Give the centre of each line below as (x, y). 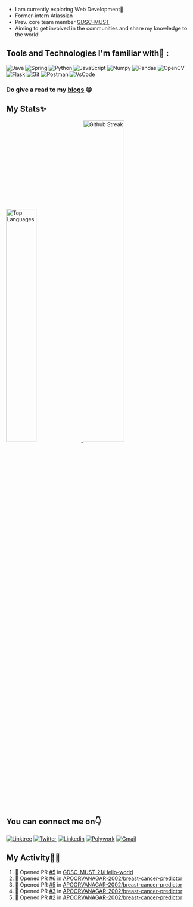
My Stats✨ (26, 109)
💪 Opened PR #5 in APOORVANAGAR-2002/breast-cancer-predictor (99, 885)
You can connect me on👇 (54, 821)
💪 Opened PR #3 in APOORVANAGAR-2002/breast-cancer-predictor (99, 891)
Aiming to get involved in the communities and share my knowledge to (101, 28)
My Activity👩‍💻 (33, 858)
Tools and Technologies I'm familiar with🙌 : (88, 54)
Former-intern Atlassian (44, 16)
